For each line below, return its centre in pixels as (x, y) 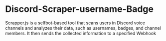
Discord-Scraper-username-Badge (79, 9)
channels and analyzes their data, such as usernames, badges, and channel (83, 28)
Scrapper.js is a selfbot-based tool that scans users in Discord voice (75, 23)
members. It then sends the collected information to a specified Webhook (81, 33)
